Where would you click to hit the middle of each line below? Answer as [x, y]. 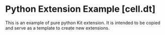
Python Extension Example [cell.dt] [80, 9]
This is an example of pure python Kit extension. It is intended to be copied [83, 23]
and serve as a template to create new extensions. [57, 28]
